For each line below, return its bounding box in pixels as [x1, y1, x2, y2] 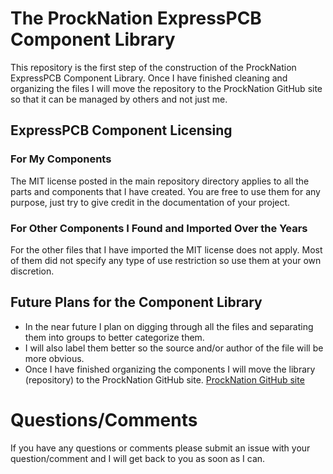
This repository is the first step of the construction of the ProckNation [10, 61, 297, 73]
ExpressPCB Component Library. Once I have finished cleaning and [10, 72, 288, 84]
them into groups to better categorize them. [24, 331, 205, 343]
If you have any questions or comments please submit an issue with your [10, 442, 311, 454]
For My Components [10, 152, 112, 166]
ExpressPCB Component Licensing [10, 122, 233, 139]
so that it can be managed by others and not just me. [10, 93, 228, 105]
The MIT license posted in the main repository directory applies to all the [10, 175, 310, 187]
